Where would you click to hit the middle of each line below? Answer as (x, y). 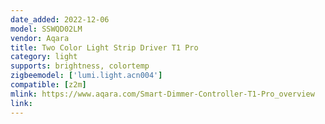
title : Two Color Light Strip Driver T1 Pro (104, 47)
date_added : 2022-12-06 (60, 19)
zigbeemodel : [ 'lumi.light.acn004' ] (86, 76)
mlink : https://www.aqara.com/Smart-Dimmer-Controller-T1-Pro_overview (162, 94)
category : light (44, 57)
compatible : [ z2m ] (48, 85)
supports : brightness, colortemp (80, 66)
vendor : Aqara (40, 38)
